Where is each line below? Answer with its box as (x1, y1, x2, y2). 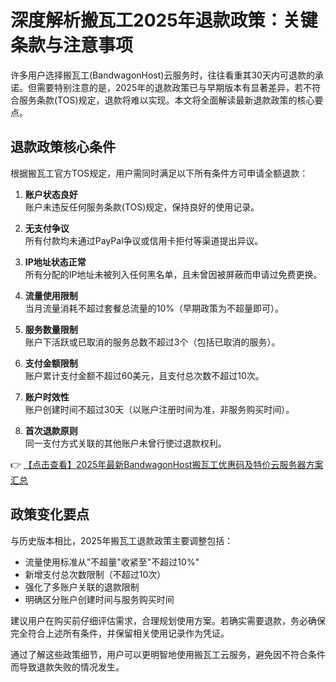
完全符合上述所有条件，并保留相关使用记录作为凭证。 (10, 627, 230, 639)
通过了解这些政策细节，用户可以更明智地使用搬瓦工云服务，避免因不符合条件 (10, 648, 326, 660)
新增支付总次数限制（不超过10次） (24, 568, 167, 580)
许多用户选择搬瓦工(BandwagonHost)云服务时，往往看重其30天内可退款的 (10, 69, 315, 81)
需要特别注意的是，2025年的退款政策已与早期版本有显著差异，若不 (36, 81, 313, 93)
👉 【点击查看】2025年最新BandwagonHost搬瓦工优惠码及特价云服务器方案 (10, 458, 324, 470)
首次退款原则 (24, 424, 78, 436)
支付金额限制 (24, 357, 78, 369)
